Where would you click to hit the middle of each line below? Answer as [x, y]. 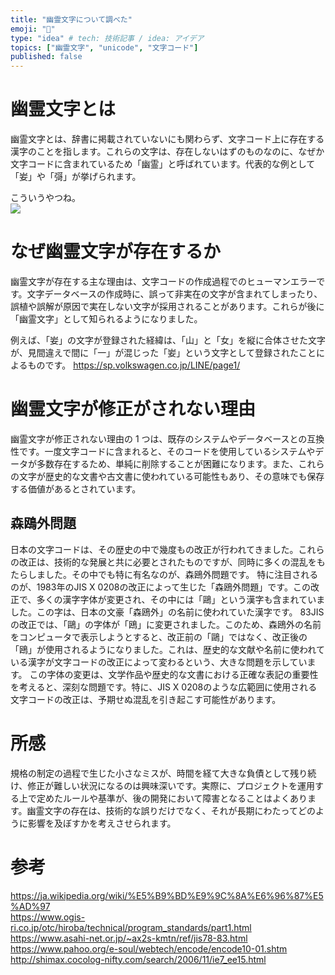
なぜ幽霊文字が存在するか [116, 252]
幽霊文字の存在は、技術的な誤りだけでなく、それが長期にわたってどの [171, 810]
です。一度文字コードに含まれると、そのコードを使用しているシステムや [167, 451]
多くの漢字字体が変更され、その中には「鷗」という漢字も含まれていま [181, 599]
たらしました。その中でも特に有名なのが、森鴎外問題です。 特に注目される [164, 574]
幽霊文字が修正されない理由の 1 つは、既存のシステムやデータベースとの [159, 438]
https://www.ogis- [48, 917]
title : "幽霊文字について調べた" [71, 19]
